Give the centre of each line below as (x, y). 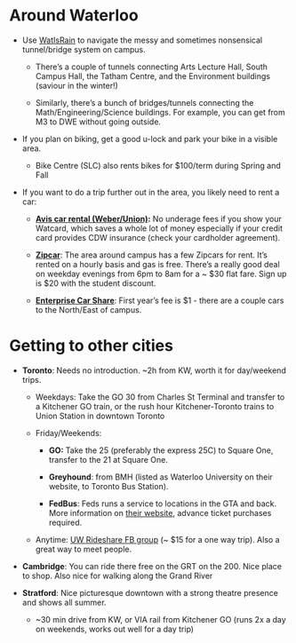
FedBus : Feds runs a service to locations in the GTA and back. (163, 504)
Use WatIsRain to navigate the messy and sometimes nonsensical (142, 40)
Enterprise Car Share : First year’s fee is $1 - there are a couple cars (160, 300)
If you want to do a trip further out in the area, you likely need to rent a (151, 192)
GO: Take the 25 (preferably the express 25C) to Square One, (161, 450)
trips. (32, 379)
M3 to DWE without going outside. (98, 122)
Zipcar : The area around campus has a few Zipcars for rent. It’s (152, 255)
